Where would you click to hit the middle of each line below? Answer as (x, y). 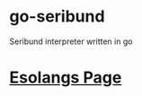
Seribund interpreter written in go (71, 41)
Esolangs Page (66, 78)
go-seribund (57, 17)
